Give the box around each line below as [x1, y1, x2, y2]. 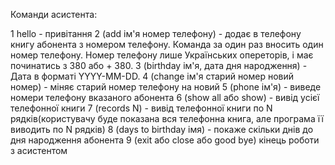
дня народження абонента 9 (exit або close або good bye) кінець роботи [10, 134, 320, 146]
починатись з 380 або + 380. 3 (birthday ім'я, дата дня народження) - [10, 60, 308, 71]
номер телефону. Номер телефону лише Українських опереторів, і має [10, 49, 314, 61]
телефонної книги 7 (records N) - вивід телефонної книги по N [10, 102, 273, 114]
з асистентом [10, 145, 68, 156]
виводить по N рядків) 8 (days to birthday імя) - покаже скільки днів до [10, 124, 314, 135]
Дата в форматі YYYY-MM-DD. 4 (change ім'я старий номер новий [10, 70, 295, 82]
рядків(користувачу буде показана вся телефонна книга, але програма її [10, 113, 324, 124]
